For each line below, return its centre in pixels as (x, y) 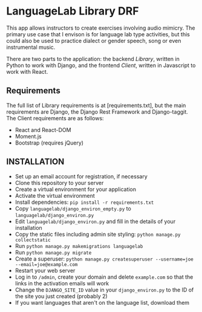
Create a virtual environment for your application (76, 189)
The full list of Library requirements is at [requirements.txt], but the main (96, 105)
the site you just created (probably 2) (61, 296)
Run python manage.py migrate (53, 252)
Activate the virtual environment (55, 195)
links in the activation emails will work (62, 283)
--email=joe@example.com (46, 264)
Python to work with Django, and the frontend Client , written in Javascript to (101, 65)
